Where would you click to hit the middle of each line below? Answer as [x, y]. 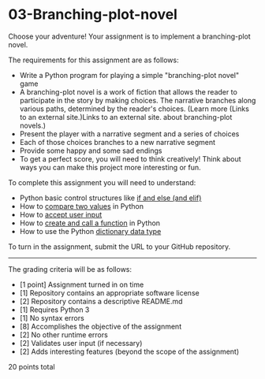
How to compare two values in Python [82, 206]
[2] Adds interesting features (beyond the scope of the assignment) [129, 351]
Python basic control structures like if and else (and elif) [110, 198]
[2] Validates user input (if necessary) [81, 343]
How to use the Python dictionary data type [90, 231]
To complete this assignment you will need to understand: [102, 182]
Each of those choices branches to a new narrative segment [117, 142]
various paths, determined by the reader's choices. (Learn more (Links [134, 109]
